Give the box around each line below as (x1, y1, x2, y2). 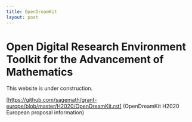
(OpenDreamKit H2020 (122, 102, 180, 110)
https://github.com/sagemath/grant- (8, 96, 97, 104)
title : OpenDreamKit (6, 8, 58, 15)
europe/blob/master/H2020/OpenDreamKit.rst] (6, 102, 122, 110)
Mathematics (6, 65, 73, 79)
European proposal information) (6, 109, 85, 116)
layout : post (6, 14, 39, 20)
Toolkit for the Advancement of (6, 52, 164, 66)
